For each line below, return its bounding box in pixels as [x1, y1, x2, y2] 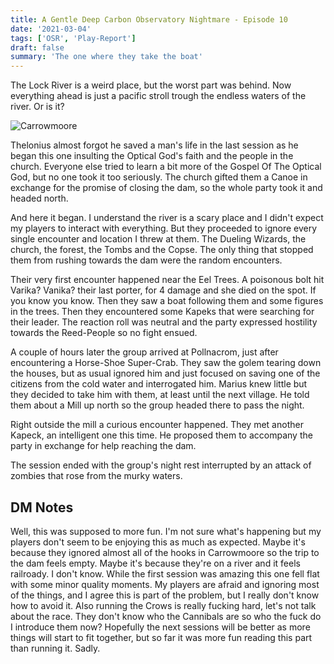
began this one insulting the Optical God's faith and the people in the [10, 150, 294, 162]
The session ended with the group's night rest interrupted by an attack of [10, 459, 312, 471]
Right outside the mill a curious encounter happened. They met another [10, 419, 304, 431]
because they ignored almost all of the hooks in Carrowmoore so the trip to [10, 546, 320, 558]
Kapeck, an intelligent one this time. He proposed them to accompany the [10, 429, 313, 441]
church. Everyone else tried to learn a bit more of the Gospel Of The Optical [10, 161, 322, 173]
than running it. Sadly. [10, 642, 101, 654]
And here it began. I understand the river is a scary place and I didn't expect [10, 212, 324, 224]
